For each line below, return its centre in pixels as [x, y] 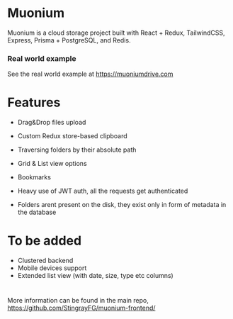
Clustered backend [45, 261]
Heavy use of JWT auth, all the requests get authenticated [103, 191]
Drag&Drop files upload [52, 123]
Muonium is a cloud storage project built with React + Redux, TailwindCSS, [116, 33]
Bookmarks [34, 177]
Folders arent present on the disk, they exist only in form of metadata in [122, 205]
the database [37, 212]
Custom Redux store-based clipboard [72, 136]
